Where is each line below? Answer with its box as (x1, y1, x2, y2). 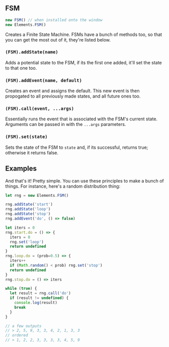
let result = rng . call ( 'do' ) (10, 291, 71, 296)
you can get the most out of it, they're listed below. (5, 36, 111, 42)
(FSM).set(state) (5, 134, 48, 140)
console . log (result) (14, 300, 58, 306)
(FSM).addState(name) (5, 49, 59, 55)
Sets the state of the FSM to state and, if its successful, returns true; (5, 144, 148, 150)
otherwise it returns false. (5, 149, 59, 156)
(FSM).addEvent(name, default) (5, 77, 82, 83)
